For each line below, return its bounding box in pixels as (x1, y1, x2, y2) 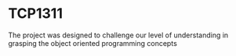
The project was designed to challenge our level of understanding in (8, 30, 229, 40)
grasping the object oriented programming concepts (8, 38, 178, 47)
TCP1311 (8, 5, 63, 23)
